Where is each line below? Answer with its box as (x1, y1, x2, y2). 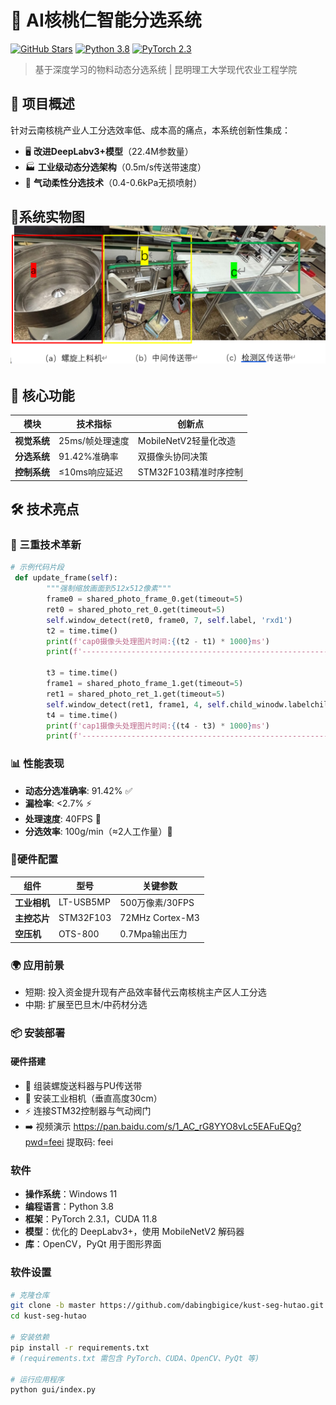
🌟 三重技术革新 (10, 538, 82, 551)
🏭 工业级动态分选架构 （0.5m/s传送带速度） (24, 161, 207, 173)
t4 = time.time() (46, 710, 118, 720)
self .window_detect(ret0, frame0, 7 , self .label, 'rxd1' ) (46, 615, 293, 625)
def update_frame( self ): (14, 573, 118, 583)
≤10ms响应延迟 (58, 466, 123, 478)
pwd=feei (24, 1136, 65, 1148)
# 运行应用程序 (10, 1374, 65, 1385)
